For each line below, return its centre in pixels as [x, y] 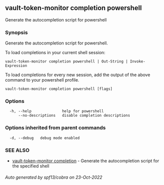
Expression [16, 66]
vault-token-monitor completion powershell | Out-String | [67, 62]
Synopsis [16, 32]
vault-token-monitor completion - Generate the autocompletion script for [85, 161]
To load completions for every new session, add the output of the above [78, 75]
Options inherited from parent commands [56, 128]
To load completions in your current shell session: [55, 53]
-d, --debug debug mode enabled [45, 138]
